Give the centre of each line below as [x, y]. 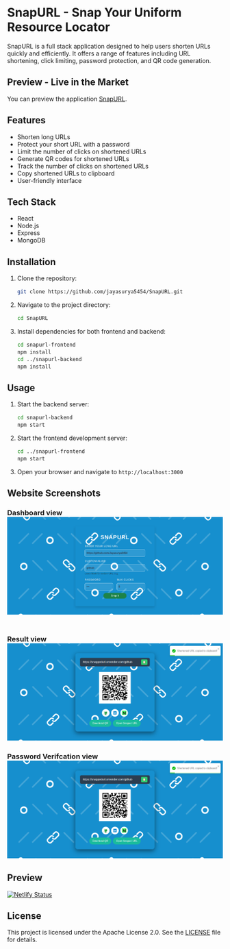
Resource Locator [59, 27]
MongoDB [31, 241]
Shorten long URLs [43, 137]
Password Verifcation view [53, 756]
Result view [27, 639]
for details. [22, 939]
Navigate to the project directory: [64, 305]
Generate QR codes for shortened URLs [73, 158]
